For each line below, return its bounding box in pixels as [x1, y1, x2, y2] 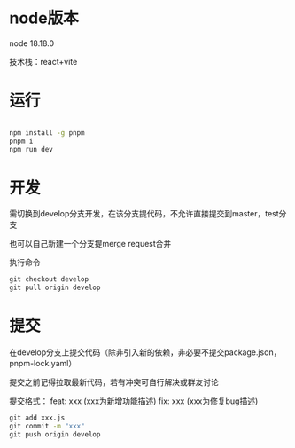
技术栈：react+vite [9, 56, 78, 67]
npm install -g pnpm [9, 128, 86, 138]
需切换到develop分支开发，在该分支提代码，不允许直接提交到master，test [9, 208, 279, 219]
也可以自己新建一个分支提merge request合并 [9, 239, 172, 249]
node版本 [9, 8, 79, 28]
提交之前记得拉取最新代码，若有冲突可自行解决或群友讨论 [9, 377, 219, 388]
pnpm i [9, 137, 34, 145]
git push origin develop [9, 429, 101, 439]
